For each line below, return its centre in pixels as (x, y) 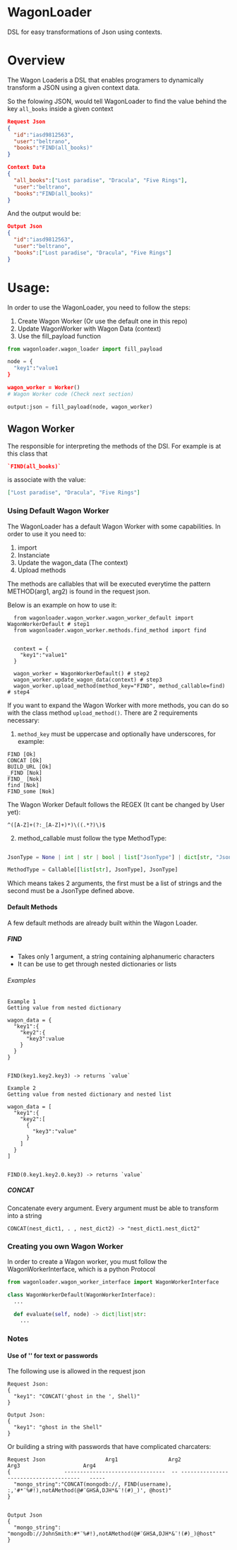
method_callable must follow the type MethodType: (92, 838)
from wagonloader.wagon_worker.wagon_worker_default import (104, 618)
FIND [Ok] (22, 754)
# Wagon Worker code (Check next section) (71, 394)
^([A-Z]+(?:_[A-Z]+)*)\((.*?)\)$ (56, 825)
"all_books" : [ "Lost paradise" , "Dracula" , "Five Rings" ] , (101, 180)
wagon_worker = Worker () (44, 388)
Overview (36, 60)
